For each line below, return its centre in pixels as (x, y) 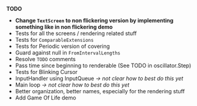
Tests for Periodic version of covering (63, 46)
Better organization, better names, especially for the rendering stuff (100, 91)
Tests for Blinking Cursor (46, 72)
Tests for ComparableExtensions (54, 40)
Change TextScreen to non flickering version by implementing (94, 20)
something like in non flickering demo (64, 27)
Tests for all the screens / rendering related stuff (76, 33)
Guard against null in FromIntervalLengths (68, 53)
